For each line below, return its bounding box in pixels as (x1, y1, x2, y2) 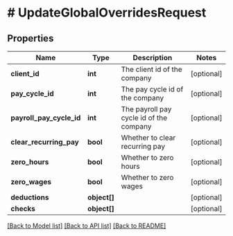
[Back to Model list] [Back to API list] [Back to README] (7, 221, 166, 230)
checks (10, 204, 36, 213)
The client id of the (121, 64, 182, 74)
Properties (7, 33, 54, 44)
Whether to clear (121, 133, 176, 143)
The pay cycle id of (121, 84, 184, 94)
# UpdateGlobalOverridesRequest (7, 5, 207, 21)
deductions (10, 192, 50, 202)
